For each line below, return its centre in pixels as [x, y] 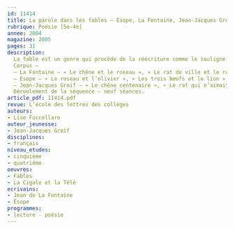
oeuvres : [20, 169]
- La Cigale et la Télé [42, 182]
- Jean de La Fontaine [40, 195]
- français [23, 144]
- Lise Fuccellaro [34, 117]
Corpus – [26, 66]
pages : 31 [22, 46]
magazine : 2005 [29, 40]
